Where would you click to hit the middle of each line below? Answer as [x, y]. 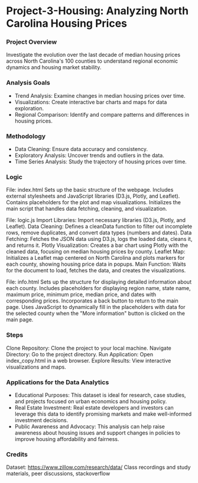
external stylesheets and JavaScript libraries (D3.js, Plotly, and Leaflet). [93, 196]
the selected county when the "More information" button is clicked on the [95, 313]
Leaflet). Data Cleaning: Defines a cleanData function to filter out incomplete [99, 227]
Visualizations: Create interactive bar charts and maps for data [91, 102]
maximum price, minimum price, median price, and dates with [81, 295]
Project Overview [32, 42]
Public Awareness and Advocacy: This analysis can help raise [90, 426]
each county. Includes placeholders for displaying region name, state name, [98, 288]
